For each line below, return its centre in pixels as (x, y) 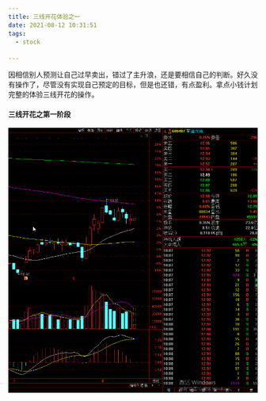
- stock (28, 42)
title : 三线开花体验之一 (44, 17)
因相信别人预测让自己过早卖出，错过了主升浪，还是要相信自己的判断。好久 (129, 74)
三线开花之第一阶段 (40, 114)
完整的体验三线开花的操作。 (53, 94)
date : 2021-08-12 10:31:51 (53, 25)
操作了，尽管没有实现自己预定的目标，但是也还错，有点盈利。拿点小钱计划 (136, 85)
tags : (17, 33)
